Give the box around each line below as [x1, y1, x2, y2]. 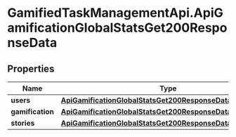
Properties [7, 63, 55, 74]
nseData [7, 35, 58, 51]
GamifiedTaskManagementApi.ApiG [7, 5, 223, 21]
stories [11, 118, 35, 128]
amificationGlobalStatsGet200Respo [7, 20, 228, 36]
